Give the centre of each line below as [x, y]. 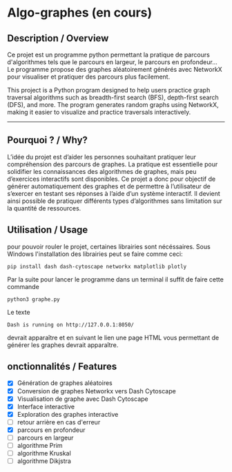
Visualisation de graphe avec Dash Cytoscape [83, 399]
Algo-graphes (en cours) [80, 13]
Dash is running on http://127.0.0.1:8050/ [71, 325]
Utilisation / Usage [48, 230]
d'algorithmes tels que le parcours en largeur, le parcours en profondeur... [112, 62]
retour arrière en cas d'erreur [59, 422]
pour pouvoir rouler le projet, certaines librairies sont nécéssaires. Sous [109, 246]
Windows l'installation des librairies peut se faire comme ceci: [95, 254]
